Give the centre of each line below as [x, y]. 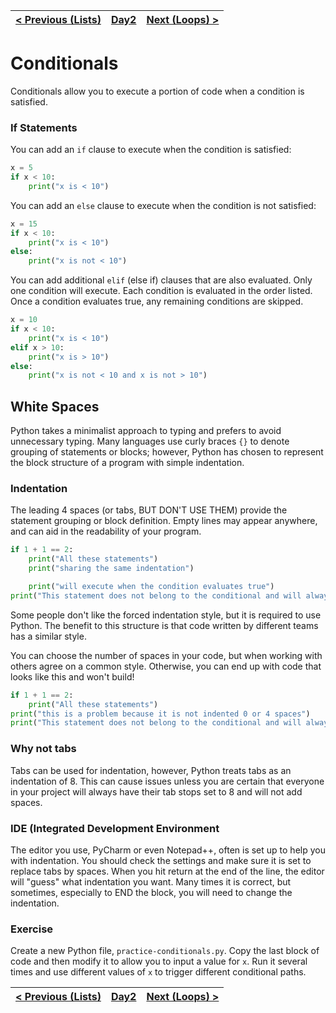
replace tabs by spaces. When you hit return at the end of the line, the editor [167, 871]
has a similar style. [48, 636]
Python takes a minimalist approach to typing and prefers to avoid [146, 431]
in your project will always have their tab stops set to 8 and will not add [156, 791]
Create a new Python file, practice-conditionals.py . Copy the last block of [165, 951]
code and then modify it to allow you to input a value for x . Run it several [159, 961]
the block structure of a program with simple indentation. [127, 463]
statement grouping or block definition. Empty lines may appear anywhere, [164, 521]
